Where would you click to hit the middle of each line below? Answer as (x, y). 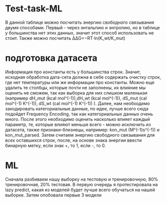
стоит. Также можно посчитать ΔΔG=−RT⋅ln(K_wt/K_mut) (65, 38)
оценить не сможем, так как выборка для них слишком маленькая (76, 93)
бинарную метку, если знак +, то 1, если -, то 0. (55, 145)
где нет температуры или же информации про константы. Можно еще (80, 82)
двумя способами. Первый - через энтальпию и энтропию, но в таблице (83, 27)
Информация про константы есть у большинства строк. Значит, (73, 72)
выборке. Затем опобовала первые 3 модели (53, 195)
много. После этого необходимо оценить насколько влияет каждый (78, 119)
